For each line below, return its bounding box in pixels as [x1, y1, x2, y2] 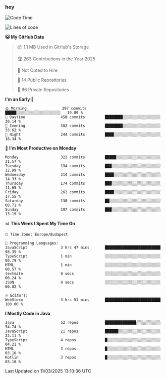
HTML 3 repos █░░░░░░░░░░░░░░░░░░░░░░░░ [5, 346, 161, 352]
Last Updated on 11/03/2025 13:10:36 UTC [5, 368, 92, 374]
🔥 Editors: [5, 293, 28, 298]
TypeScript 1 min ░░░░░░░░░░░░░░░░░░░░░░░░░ [5, 254, 161, 259]
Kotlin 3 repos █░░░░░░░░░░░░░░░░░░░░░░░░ [5, 355, 161, 360]
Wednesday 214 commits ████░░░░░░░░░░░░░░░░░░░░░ [5, 172, 161, 177]
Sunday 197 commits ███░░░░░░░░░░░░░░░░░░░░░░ [5, 207, 161, 212]
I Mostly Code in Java [5, 310, 51, 317]
